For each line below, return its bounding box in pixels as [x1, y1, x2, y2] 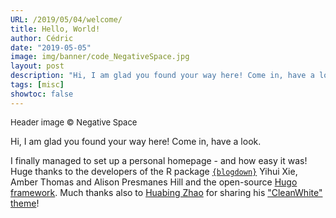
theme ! [10, 197, 40, 209]
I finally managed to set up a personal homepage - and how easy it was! [10, 154, 308, 166]
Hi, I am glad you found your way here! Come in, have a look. [10, 135, 262, 147]
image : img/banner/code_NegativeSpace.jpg [10, 52, 190, 62]
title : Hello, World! [10, 24, 101, 34]
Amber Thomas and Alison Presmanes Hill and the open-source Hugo [10, 176, 298, 188]
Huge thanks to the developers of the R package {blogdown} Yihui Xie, [10, 165, 298, 177]
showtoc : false [10, 89, 74, 99]
